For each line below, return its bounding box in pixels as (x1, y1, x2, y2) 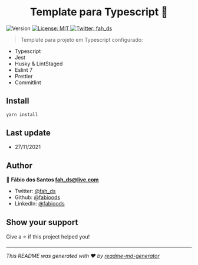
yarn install (6, 111, 38, 117)
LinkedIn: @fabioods (14, 200, 65, 207)
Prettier (14, 72, 33, 79)
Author (6, 160, 32, 170)
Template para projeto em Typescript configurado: (20, 36, 143, 43)
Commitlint (14, 79, 41, 86)
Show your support (6, 217, 78, 227)
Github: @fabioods (14, 194, 61, 201)
